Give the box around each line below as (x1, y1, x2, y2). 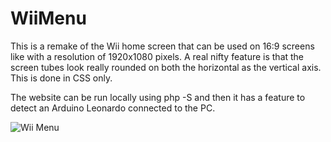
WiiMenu (10, 7, 87, 30)
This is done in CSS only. (10, 72, 113, 84)
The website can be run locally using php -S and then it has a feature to (10, 91, 306, 103)
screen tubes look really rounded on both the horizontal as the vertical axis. (10, 61, 322, 73)
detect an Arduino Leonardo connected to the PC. (10, 102, 216, 114)
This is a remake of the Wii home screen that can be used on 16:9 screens (10, 40, 315, 52)
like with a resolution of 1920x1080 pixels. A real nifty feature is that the (10, 50, 305, 62)
